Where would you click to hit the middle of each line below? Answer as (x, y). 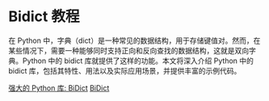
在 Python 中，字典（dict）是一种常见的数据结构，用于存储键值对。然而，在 (134, 40)
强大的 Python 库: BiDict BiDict (59, 88)
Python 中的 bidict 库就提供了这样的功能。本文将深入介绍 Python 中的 (138, 61)
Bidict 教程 (44, 17)
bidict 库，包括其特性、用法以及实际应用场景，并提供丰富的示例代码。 (125, 70)
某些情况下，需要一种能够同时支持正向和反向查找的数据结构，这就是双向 (128, 50)
